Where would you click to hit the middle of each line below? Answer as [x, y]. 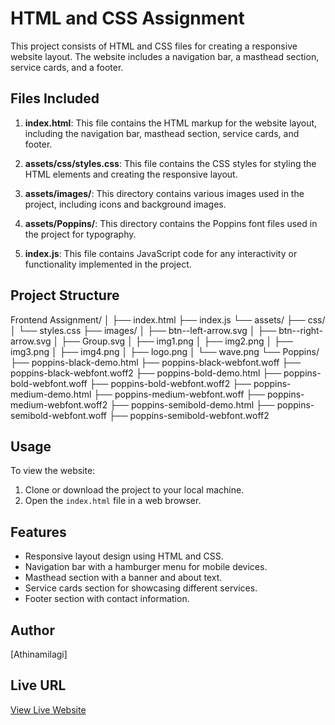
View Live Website [48, 709]
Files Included [55, 98]
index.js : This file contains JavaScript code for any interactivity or [161, 253]
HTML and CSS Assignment [127, 18]
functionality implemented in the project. [108, 264]
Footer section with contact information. [107, 599]
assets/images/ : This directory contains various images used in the [164, 193]
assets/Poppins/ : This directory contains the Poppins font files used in [171, 223]
